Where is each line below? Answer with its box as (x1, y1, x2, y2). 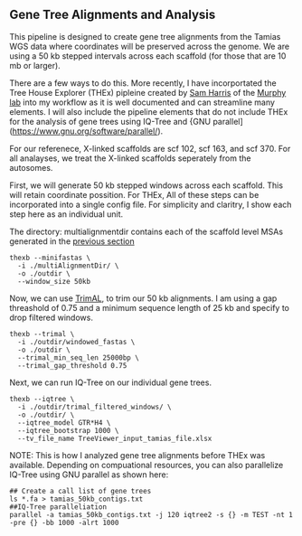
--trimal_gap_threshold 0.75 (17, 361, 127, 370)
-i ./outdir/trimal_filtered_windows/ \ (17, 402, 172, 411)
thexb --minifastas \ (9, 253, 91, 262)
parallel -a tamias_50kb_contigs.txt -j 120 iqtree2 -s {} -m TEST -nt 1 (9, 510, 294, 519)
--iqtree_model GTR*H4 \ (17, 418, 111, 428)
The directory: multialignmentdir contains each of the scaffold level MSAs (9, 226, 283, 237)
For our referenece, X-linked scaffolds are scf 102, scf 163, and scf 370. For (9, 143, 291, 154)
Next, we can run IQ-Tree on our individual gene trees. (9, 377, 212, 388)
